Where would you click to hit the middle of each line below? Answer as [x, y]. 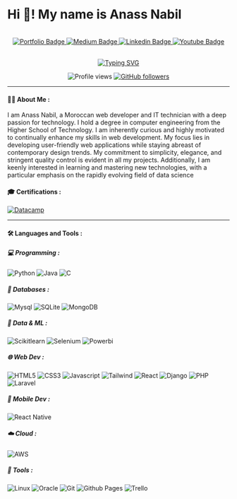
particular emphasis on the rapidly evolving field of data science [101, 175]
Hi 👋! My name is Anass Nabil [95, 14]
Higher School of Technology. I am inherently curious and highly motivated [116, 130]
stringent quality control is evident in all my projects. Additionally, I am [109, 160]
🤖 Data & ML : [28, 323]
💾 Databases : [28, 289]
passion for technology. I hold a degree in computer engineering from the [114, 122]
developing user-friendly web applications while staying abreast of [104, 145]
